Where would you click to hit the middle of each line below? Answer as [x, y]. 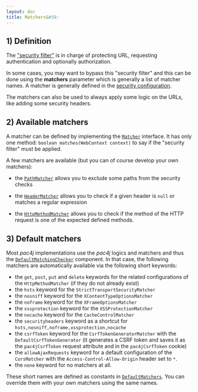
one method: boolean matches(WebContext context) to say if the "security [95, 143]
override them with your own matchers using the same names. [82, 383]
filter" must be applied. [34, 149]
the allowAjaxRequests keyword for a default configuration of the [93, 352]
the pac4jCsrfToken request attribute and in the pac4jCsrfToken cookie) [101, 346]
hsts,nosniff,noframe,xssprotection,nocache [70, 327]
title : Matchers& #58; [33, 17]
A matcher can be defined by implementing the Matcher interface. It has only [99, 136]
